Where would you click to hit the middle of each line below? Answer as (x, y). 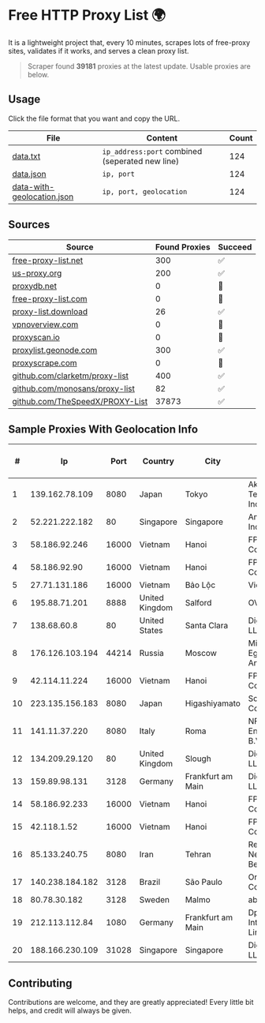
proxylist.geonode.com (55, 350)
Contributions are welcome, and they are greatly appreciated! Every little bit (131, 1002)
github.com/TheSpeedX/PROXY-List (80, 401)
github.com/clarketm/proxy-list (70, 376)
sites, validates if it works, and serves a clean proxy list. (99, 51)
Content (162, 137)
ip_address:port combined (152, 151)
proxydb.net (35, 286)
